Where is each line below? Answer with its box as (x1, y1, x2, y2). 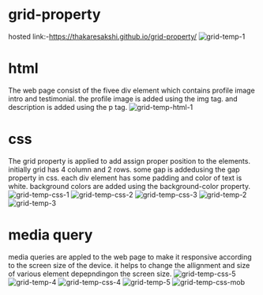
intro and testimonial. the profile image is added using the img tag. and (8, 93, 239, 104)
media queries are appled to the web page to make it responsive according (8, 252, 253, 262)
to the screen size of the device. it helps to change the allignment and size (8, 260, 250, 270)
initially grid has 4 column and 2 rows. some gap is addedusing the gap (8, 165, 240, 174)
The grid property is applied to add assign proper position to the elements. (8, 156, 251, 165)
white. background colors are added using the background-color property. (8, 181, 251, 191)
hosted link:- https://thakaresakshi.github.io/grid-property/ (8, 32, 197, 41)
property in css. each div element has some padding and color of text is (8, 172, 242, 183)
